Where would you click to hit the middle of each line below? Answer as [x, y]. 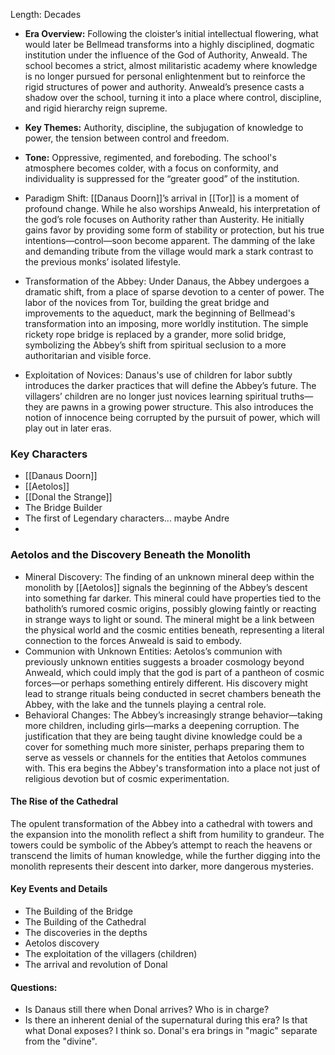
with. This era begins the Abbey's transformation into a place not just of [172, 768]
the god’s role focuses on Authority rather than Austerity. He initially [164, 219]
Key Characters [49, 454]
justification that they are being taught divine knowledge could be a [163, 736]
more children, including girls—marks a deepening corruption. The [162, 725]
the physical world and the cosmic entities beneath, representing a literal [174, 630]
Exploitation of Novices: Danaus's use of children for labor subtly [158, 375]
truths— [296, 396]
